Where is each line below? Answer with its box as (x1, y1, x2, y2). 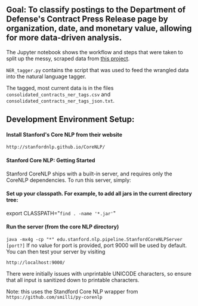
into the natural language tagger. (6, 73, 86, 80)
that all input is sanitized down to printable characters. (6, 277, 140, 284)
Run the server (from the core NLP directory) (6, 223, 119, 230)
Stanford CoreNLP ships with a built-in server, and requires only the (6, 170, 172, 177)
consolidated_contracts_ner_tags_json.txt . (6, 97, 115, 104)
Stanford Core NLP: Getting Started (6, 157, 95, 163)
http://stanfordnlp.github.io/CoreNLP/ (6, 144, 106, 150)
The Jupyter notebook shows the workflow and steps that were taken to (6, 48, 183, 55)
